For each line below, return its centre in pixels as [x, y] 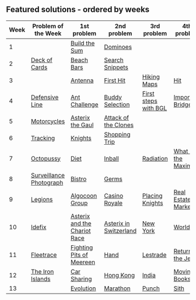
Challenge [84, 104]
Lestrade [154, 254]
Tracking [43, 138]
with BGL [155, 108]
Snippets [116, 67]
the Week [48, 33]
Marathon [117, 288]
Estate [182, 199]
